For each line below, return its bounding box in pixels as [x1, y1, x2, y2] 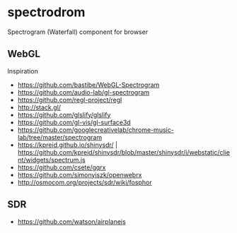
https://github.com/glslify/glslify [17, 110, 111, 119]
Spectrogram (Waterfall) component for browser [7, 28, 149, 36]
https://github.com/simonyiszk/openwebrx [17, 170, 142, 179]
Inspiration [7, 66, 39, 75]
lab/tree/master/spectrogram [17, 133, 103, 141]
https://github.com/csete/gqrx [17, 163, 106, 172]
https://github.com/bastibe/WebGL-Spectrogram [17, 80, 160, 89]
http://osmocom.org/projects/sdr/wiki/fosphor [17, 178, 152, 186]
